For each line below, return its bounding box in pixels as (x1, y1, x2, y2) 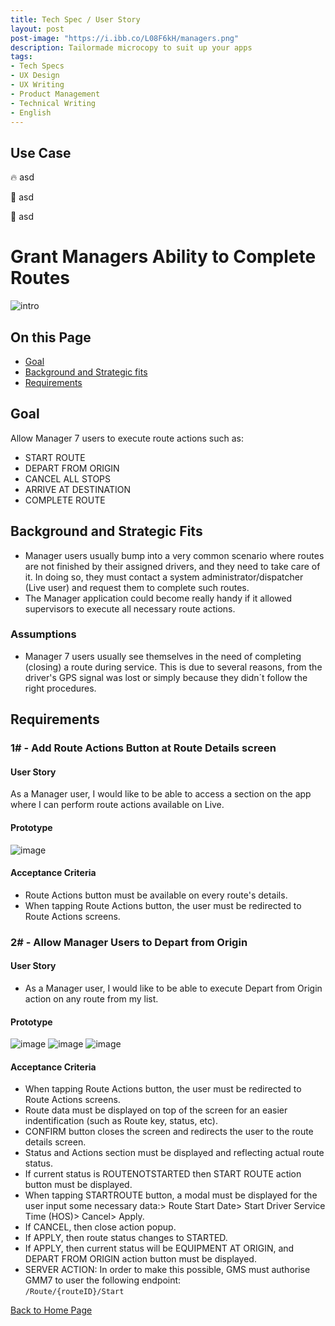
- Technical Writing (10, 98, 97, 108)
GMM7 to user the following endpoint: (24, 1274, 182, 1286)
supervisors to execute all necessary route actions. (24, 602, 236, 615)
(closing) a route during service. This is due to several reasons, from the (24, 661, 323, 673)
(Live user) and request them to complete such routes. (24, 581, 250, 593)
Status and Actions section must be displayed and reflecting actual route (24, 1147, 325, 1159)
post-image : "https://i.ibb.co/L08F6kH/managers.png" (10, 33, 240, 43)
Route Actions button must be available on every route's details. (24, 889, 288, 901)
